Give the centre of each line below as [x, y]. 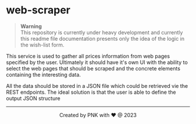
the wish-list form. [42, 45]
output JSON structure [33, 98]
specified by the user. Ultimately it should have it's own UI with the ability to [97, 62]
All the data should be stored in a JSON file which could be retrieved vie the [97, 86]
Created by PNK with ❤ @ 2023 [98, 115]
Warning [31, 26]
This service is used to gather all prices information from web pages [88, 56]
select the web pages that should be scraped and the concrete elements [93, 68]
